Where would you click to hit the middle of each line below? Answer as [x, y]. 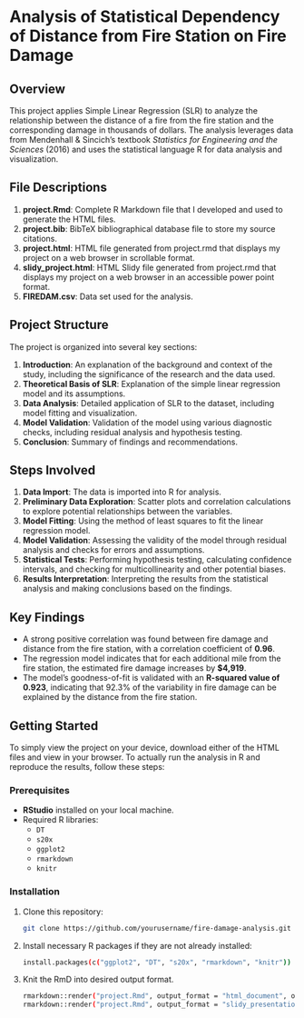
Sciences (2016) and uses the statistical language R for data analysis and [146, 149]
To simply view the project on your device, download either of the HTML [144, 748]
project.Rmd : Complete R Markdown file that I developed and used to [152, 209]
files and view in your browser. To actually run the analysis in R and [135, 757]
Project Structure [59, 325]
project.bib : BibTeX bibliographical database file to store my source [149, 228]
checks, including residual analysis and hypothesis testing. [132, 432]
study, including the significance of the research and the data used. [149, 374]
